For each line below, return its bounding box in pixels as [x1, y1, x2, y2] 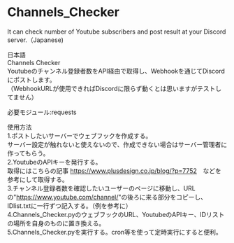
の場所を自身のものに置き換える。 [7, 218, 105, 228]
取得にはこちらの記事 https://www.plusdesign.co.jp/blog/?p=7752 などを [7, 166, 222, 175]
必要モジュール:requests [7, 108, 77, 116]
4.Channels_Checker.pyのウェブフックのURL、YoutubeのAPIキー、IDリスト [7, 210, 225, 218]
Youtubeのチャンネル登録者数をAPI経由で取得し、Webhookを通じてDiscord [7, 67, 226, 75]
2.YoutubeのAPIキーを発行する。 [7, 158, 102, 166]
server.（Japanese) [7, 36, 64, 44]
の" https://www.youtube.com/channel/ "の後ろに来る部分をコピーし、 [7, 193, 207, 201]
